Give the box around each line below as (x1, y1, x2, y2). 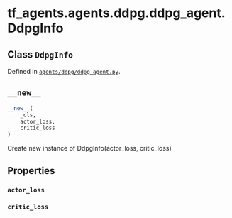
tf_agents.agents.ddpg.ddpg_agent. (7, 5, 226, 21)
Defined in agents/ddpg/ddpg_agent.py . (7, 67, 121, 75)
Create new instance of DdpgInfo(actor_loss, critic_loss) (7, 144, 172, 153)
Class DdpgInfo (7, 48, 73, 60)
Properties (7, 165, 55, 177)
